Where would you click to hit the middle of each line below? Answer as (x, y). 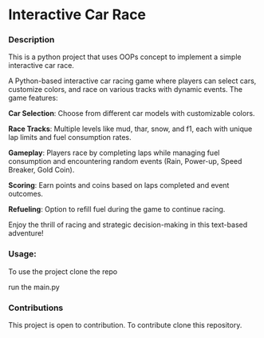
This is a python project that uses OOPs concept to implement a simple (125, 57)
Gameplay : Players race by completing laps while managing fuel (114, 153)
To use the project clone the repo (63, 271)
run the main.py (34, 287)
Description (32, 40)
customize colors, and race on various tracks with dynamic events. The (126, 89)
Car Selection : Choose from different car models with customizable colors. (132, 113)
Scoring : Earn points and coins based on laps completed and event (119, 185)
